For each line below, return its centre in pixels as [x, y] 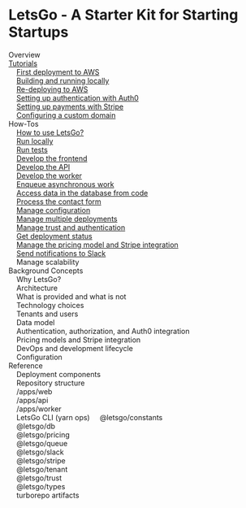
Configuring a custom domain [66, 115]
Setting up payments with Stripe [70, 106]
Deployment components [58, 374]
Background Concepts [46, 271]
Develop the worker [49, 176]
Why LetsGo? [39, 279]
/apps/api [32, 400]
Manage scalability [47, 262]
